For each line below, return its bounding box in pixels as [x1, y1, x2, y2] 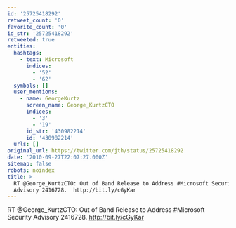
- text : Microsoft [20, 56, 74, 63]
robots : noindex [7, 166, 55, 174]
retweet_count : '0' [7, 17, 65, 24]
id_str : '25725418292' [7, 29, 74, 37]
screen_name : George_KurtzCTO [25, 102, 114, 109]
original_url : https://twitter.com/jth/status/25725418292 [7, 147, 184, 154]
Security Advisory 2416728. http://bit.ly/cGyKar [7, 213, 144, 222]
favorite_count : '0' [7, 23, 68, 30]
